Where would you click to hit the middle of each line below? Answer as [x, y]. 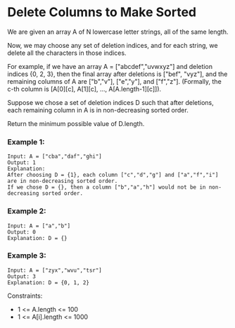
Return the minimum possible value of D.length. [76, 123]
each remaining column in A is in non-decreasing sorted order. [98, 110]
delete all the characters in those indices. [67, 53]
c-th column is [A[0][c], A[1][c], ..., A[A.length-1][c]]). [84, 89]
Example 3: [27, 256]
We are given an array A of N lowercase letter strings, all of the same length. [118, 32]
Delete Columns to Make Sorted [102, 12]
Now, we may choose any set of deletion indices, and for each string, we [113, 45]
